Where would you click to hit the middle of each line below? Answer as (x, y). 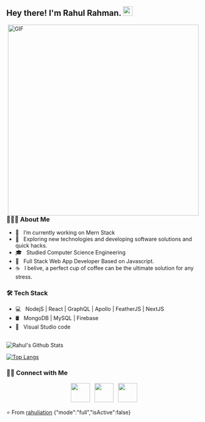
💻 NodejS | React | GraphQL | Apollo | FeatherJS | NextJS (90, 309)
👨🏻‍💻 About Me (28, 219)
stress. (23, 277)
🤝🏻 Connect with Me (37, 373)
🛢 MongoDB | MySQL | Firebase (57, 318)
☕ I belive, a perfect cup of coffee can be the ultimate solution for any (104, 268)
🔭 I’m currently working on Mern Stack (65, 233)
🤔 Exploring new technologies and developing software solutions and (103, 239)
